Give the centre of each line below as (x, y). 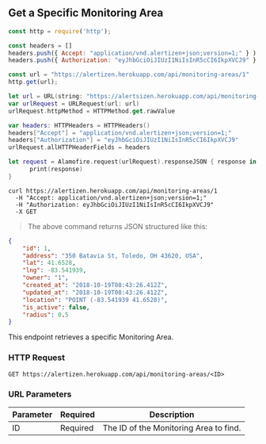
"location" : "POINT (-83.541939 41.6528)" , (95, 300)
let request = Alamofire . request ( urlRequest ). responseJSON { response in (133, 162)
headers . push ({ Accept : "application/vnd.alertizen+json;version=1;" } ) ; (134, 53)
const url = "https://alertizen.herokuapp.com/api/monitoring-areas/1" (129, 75)
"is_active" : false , (56, 307)
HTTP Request (37, 358)
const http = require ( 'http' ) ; (60, 31)
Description (172, 414)
